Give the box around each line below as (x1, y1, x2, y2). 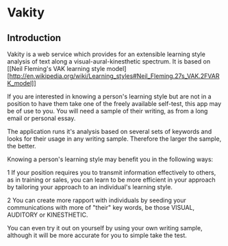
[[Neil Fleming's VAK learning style (7, 65, 105, 72)
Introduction (7, 32, 62, 44)
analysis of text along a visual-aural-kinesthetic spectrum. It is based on (7, 57, 211, 66)
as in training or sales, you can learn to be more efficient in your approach (7, 176, 216, 184)
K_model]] (7, 79, 36, 87)
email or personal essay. (7, 114, 76, 122)
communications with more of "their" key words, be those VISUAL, (7, 204, 195, 211)
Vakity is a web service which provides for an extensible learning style (7, 50, 205, 58)
